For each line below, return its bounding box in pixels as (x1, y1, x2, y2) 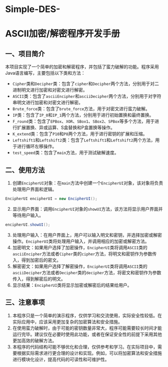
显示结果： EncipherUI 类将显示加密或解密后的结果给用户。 (12, 282, 132, 288)
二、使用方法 (5, 165, 45, 174)
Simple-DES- (5, 4, 61, 15)
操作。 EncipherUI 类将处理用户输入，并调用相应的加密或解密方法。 (12, 238, 149, 244)
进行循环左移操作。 (17, 143, 57, 149)
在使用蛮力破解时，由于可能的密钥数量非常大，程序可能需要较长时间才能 (12, 325, 162, 331)
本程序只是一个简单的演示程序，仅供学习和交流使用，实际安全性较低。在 (12, 312, 162, 318)
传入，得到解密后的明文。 (12, 276, 66, 282)
